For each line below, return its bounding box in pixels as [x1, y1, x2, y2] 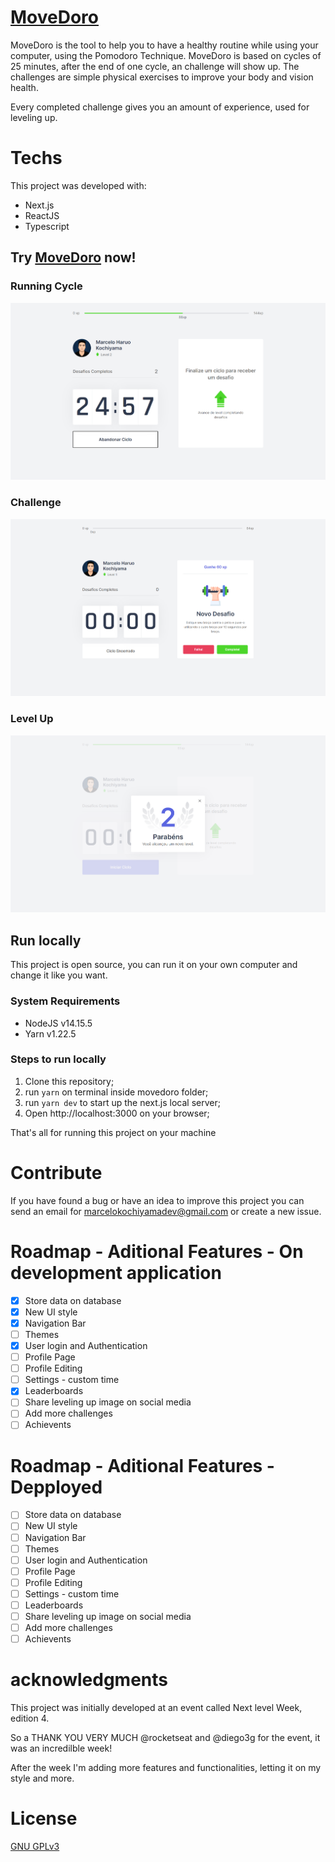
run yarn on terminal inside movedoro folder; [24, 1086, 209, 1098]
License [10, 1807, 78, 1830]
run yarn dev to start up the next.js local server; [24, 1096, 221, 1108]
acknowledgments [10, 1669, 168, 1691]
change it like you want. [10, 969, 108, 981]
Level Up [10, 712, 54, 726]
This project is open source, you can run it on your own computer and [10, 959, 298, 971]
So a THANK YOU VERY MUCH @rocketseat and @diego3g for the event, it [10, 1732, 321, 1744]
